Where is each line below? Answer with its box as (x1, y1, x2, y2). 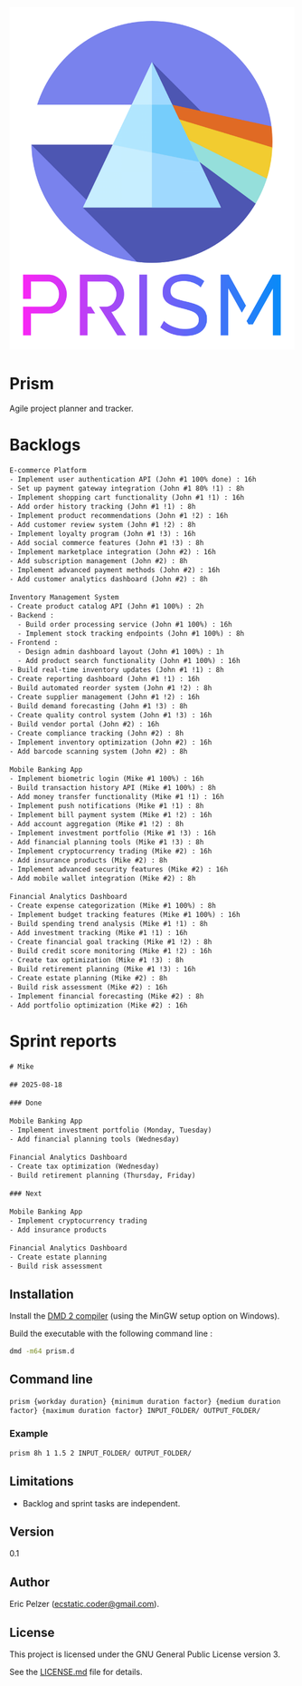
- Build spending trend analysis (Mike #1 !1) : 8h (9, 920, 208, 929)
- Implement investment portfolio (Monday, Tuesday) (9, 1126, 212, 1135)
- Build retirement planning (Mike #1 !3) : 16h (9, 965, 196, 974)
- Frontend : (9, 638, 59, 648)
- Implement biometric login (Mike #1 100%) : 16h (9, 775, 204, 784)
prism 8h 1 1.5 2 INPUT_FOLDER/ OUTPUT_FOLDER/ (9, 1448, 193, 1457)
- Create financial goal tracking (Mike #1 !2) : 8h (9, 938, 212, 947)
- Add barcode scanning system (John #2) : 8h (9, 747, 188, 756)
